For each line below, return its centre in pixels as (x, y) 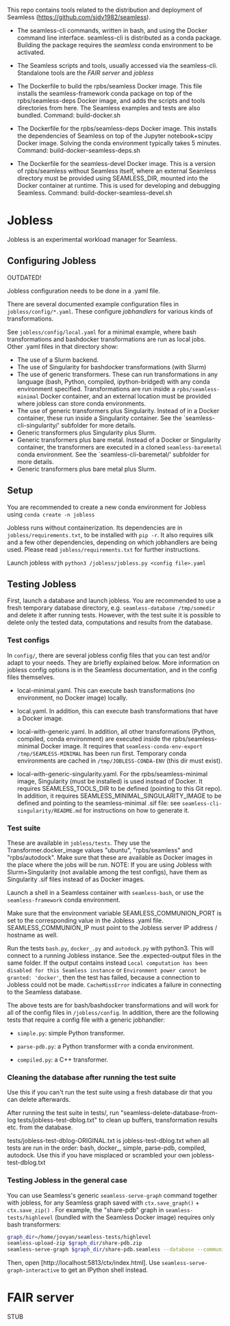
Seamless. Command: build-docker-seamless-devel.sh (94, 193)
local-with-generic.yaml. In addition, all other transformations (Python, (116, 731)
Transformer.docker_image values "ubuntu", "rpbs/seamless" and (100, 850)
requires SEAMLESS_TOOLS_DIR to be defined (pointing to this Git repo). (119, 788)
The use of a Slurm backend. (58, 360)
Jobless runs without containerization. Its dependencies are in (95, 528)
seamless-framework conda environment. (64, 900)
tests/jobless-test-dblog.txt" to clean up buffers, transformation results (117, 1120)
